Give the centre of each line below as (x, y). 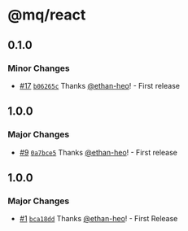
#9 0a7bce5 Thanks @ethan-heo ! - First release (98, 152)
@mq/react (47, 15)
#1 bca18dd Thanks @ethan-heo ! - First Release (98, 219)
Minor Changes (39, 68)
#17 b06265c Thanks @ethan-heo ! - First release (100, 85)
